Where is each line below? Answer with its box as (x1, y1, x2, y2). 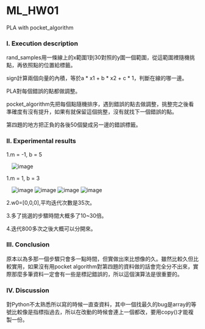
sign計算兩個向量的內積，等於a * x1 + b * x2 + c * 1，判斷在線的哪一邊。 (6, 75, 188, 82)
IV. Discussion (6, 286, 50, 294)
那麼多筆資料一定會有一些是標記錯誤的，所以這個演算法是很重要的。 (11, 270, 183, 278)
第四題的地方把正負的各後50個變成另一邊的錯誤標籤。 (6, 121, 142, 128)
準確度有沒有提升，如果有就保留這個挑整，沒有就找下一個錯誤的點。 (6, 108, 178, 116)
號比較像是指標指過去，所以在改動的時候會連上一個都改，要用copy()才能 (6, 308, 189, 316)
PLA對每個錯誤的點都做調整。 (6, 87, 81, 95)
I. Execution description (6, 39, 78, 48)
